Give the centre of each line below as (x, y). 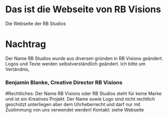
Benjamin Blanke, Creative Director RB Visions (64, 82)
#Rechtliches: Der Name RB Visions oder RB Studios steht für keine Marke (83, 93)
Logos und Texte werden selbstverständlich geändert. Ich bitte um (76, 64)
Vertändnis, (17, 69)
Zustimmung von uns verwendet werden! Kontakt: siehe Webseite (75, 110)
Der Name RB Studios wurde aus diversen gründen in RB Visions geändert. (84, 58)
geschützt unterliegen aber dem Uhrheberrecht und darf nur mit (73, 104)
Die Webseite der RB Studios (36, 23)
